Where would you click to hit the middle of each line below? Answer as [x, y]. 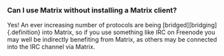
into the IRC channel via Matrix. [51, 47]
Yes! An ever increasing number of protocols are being [84, 25]
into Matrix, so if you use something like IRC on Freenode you [129, 32]
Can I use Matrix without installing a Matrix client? [92, 10]
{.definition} [24, 32]
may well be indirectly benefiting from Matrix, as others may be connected [112, 40]
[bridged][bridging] [190, 25]
